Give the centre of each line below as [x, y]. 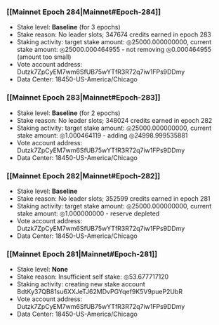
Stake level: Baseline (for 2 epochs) [68, 113]
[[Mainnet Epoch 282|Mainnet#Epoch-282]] [84, 175]
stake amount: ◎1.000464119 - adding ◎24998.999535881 [102, 135]
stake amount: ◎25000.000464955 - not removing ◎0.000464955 [114, 50]
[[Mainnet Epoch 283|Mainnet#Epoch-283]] [84, 98]
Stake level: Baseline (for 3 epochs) [68, 27]
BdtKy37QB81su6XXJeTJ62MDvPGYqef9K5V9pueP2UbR [100, 292]
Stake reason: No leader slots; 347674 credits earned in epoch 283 [114, 34]
